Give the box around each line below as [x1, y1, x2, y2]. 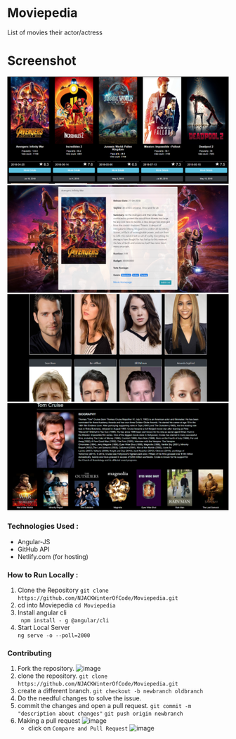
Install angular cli [17, 608, 67, 617]
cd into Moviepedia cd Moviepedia [17, 600, 116, 609]
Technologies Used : [7, 522, 79, 532]
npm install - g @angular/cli [20, 617, 110, 624]
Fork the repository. [17, 664, 75, 673]
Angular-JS [17, 537, 51, 546]
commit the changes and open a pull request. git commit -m [17, 702, 192, 710]
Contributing [7, 648, 52, 658]
